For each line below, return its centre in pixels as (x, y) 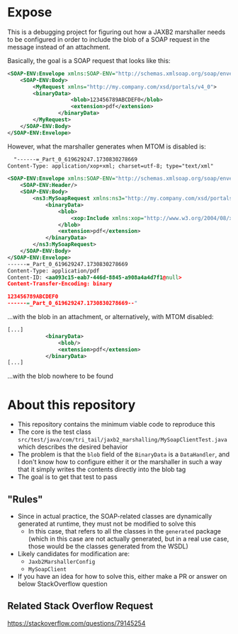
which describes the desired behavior (73, 447)
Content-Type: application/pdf (53, 271)
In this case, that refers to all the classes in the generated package (125, 531)
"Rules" (25, 499)
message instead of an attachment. (59, 47)
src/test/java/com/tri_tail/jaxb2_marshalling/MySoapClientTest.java (123, 440)
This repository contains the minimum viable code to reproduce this (116, 425)
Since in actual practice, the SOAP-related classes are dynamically (115, 517)
